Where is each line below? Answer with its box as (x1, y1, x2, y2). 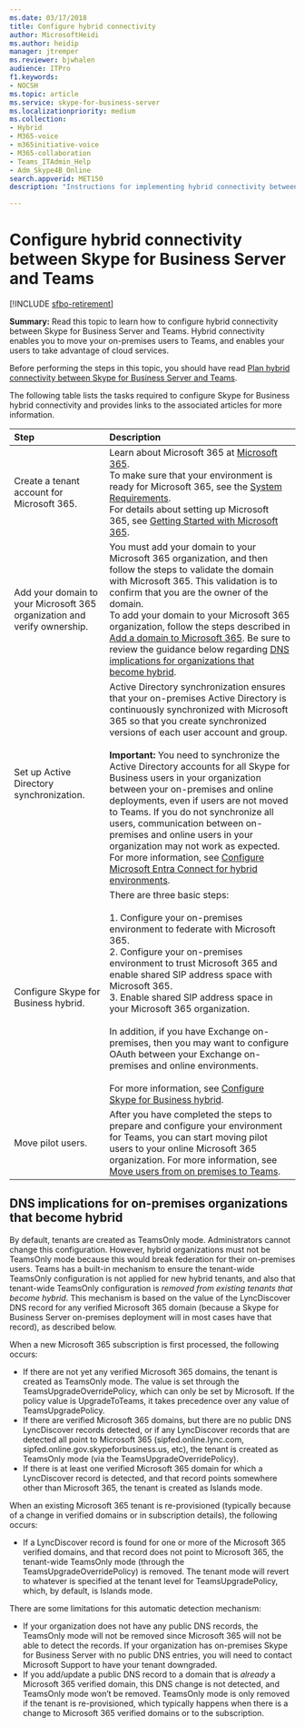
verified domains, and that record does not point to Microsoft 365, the (22, 1546, 284, 1557)
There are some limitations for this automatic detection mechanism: (9, 1602, 261, 1613)
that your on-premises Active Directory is (109, 692, 287, 705)
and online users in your (151, 829, 254, 842)
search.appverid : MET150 (9, 174, 103, 183)
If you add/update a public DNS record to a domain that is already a (22, 1669, 276, 1680)
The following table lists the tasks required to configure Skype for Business (9, 390, 290, 401)
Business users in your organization (109, 772, 261, 784)
